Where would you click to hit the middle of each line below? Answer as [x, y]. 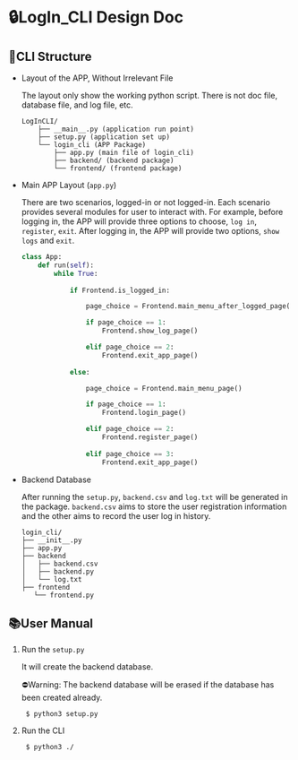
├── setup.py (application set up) [104, 137]
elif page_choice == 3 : [130, 453]
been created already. [62, 698]
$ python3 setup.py [62, 714]
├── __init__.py [51, 540]
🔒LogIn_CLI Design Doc [96, 17]
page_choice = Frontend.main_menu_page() [164, 388]
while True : [76, 273]
